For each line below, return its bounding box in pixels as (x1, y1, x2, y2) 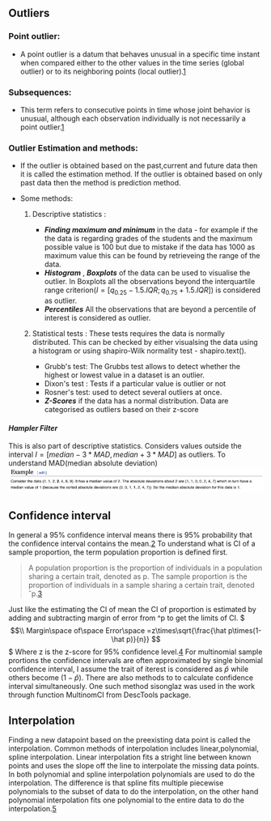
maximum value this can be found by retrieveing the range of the (44, 251, 260, 261)
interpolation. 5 (8, 803, 57, 813)
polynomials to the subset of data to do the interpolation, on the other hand (8, 786, 259, 796)
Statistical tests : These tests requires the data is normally (32, 329, 225, 338)
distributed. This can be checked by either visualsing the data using (32, 338, 259, 347)
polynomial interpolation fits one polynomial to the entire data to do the (8, 795, 245, 805)
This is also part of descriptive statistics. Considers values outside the (8, 441, 242, 451)
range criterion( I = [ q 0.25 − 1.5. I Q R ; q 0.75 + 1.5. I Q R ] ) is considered (44, 285, 261, 297)
